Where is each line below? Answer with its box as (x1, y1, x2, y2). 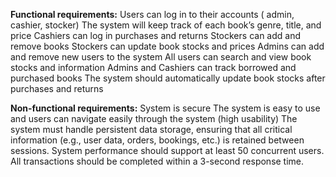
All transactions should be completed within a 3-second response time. (10, 155, 305, 167)
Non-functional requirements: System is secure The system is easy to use (10, 102, 321, 114)
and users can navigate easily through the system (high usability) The (10, 113, 298, 124)
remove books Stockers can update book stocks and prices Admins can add (10, 40, 325, 52)
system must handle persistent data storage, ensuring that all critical (10, 124, 293, 135)
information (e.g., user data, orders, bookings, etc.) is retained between (10, 134, 305, 146)
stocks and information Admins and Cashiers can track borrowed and (10, 62, 297, 73)
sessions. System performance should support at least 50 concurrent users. (10, 145, 325, 156)
